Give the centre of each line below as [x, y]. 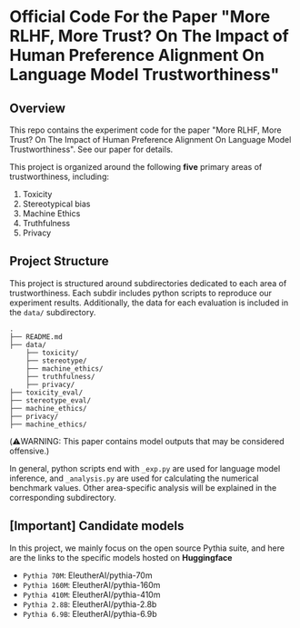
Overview [38, 108]
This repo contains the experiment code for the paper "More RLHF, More [145, 130]
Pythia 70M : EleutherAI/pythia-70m [87, 575]
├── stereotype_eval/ [50, 400]
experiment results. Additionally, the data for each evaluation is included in [149, 303]
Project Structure [59, 261]
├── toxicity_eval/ [46, 393]
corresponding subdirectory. [63, 497]
